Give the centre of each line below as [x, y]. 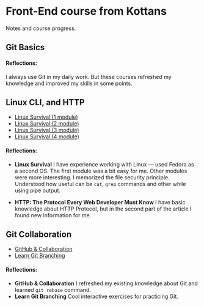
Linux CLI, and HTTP [45, 102]
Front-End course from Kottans [86, 11]
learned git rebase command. [53, 289]
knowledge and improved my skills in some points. [69, 83]
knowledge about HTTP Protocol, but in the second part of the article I [103, 209]
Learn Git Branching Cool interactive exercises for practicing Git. [96, 296]
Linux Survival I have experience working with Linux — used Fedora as [104, 164]
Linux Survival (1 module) [46, 117]
